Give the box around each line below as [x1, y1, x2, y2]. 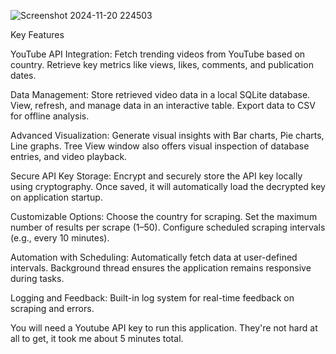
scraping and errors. [10, 303, 95, 314]
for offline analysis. [10, 110, 90, 122]
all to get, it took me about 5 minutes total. [10, 333, 184, 344]
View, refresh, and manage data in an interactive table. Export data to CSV [10, 100, 316, 111]
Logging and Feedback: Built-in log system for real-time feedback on [10, 292, 295, 304]
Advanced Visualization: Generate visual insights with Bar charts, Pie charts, [10, 130, 325, 141]
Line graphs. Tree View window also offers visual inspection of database [10, 140, 310, 152]
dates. [10, 70, 37, 81]
